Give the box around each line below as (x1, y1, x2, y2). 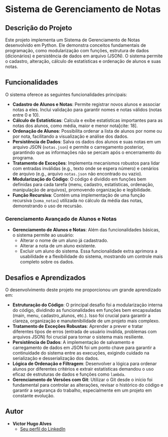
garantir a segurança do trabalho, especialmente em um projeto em (12, 387, 152, 393)
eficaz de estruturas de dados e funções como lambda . (12, 371, 125, 377)
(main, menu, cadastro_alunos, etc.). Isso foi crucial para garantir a (12, 312, 151, 318)
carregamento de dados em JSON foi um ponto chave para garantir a (12, 344, 156, 351)
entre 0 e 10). (12, 112, 40, 118)
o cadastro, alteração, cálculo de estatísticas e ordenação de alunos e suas (5, 58, 161, 64)
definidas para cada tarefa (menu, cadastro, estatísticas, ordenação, (12, 181, 154, 187)
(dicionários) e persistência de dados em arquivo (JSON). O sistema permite (5, 53, 163, 59)
